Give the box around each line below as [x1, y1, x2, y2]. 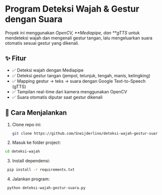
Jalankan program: [12, 176, 50, 182]
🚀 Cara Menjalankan [5, 108, 67, 117]
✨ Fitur [5, 54, 27, 63]
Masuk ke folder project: [12, 140, 61, 145]
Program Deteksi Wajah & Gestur [5, 3, 140, 15]
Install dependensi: [12, 158, 50, 164]
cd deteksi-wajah [5, 149, 40, 154]
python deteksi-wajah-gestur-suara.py [7, 186, 86, 191]
